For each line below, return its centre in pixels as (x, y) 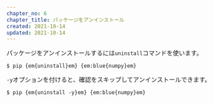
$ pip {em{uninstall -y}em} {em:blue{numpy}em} (76, 93)
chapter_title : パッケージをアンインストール (66, 20)
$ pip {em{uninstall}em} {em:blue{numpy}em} (71, 66)
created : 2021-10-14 (36, 26)
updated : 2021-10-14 (36, 33)
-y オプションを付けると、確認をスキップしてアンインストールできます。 (109, 80)
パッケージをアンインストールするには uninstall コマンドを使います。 (105, 53)
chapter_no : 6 (27, 13)
